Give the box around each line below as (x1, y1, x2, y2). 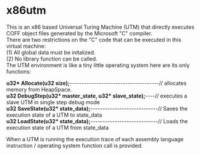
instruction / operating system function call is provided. (6, 142, 143, 149)
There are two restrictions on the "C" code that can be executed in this (6, 36, 181, 43)
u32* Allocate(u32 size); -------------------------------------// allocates (6, 79, 187, 87)
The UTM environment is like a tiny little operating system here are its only (6, 61, 190, 69)
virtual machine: (6, 42, 46, 50)
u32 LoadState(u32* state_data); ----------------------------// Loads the (6, 117, 188, 124)
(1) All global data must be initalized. (6, 48, 96, 56)
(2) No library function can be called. (6, 55, 98, 62)
